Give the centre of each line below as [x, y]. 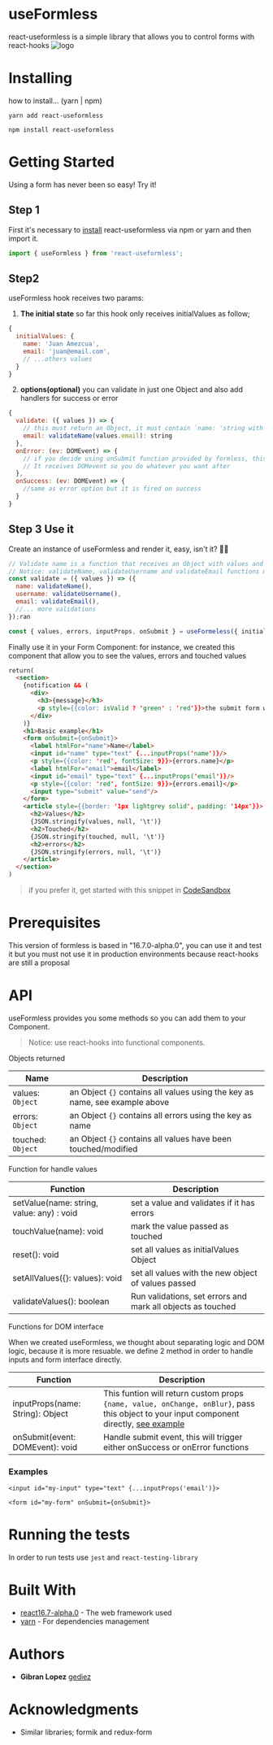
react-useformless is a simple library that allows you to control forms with [132, 37]
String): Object [41, 1413]
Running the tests [69, 1535]
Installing [41, 78]
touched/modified [104, 1149]
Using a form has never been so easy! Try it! [82, 185]
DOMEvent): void [45, 1447]
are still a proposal [39, 962]
